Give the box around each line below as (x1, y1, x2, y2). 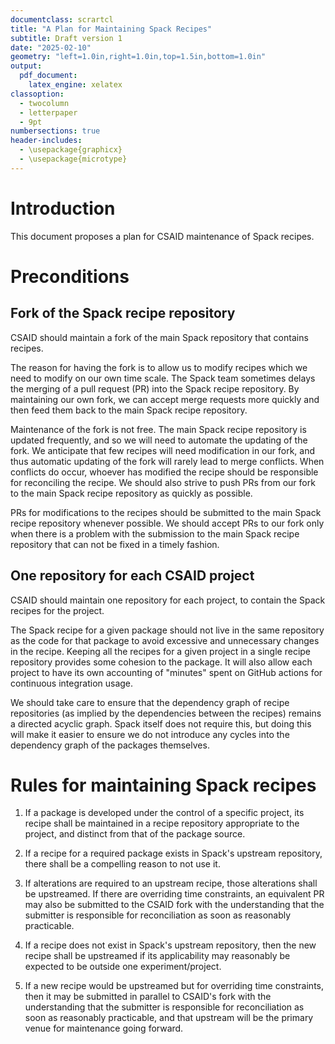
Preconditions (10, 265, 130, 288)
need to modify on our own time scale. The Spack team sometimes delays (10, 372, 316, 384)
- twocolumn (19, 98, 70, 108)
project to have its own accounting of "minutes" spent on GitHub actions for (10, 666, 323, 678)
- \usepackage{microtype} (19, 154, 128, 164)
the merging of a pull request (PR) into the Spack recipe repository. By (10, 382, 300, 395)
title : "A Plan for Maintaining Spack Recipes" (10, 24, 213, 34)
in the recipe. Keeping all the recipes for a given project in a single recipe (10, 645, 312, 657)
